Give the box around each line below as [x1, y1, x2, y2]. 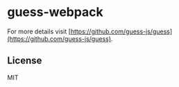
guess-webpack [7, 4, 103, 20]
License [7, 55, 42, 67]
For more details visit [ [7, 27, 71, 35]
